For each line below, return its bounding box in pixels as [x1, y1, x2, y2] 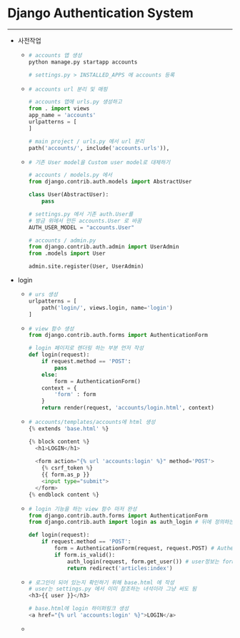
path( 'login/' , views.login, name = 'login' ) [41, 304, 173, 311]
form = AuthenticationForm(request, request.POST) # [54, 545, 214, 552]
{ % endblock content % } [28, 491, 100, 498]
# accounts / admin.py [28, 237, 96, 244]
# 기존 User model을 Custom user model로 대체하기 [28, 158, 171, 166]
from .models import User [28, 250, 106, 258]
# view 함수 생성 [28, 325, 74, 333]
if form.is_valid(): [54, 551, 116, 558]
